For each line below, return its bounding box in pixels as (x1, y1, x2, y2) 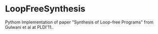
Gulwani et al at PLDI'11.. (5, 24, 54, 30)
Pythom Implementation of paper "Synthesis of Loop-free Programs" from (5, 19, 154, 25)
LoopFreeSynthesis (5, 3, 86, 14)
